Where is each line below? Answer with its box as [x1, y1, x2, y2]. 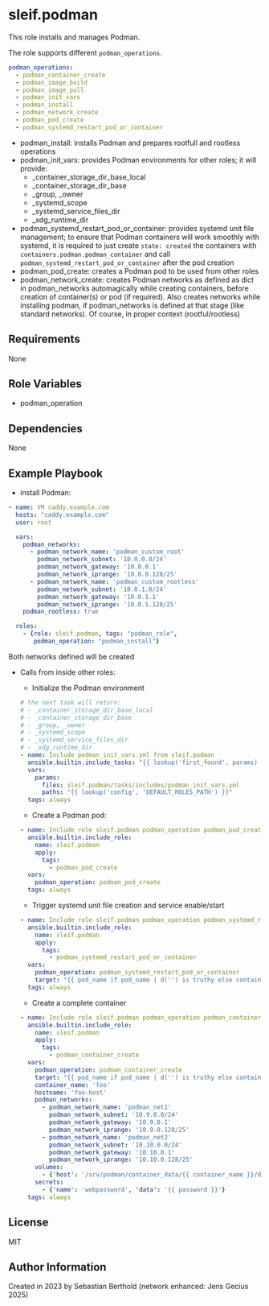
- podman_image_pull [15, 86, 84, 94]
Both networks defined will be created [8, 651, 135, 661]
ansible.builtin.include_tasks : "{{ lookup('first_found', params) [27, 758, 259, 767]
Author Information [8, 1260, 107, 1274]
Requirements [8, 333, 80, 346]
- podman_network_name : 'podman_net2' [41, 1133, 172, 1141]
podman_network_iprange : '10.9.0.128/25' [49, 1126, 190, 1134]
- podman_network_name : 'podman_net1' [41, 1103, 172, 1112]
